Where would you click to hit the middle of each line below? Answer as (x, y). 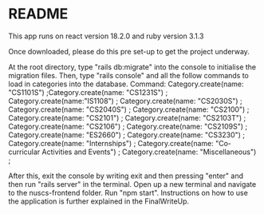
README (38, 14)
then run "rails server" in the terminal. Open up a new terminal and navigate (132, 184)
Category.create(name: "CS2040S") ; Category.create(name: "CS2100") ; (129, 109)
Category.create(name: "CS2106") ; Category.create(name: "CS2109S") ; (128, 126)
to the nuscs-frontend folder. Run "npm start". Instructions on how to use (128, 192)
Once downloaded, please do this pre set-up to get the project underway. (129, 51)
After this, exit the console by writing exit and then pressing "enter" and (126, 176)
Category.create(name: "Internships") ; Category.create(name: (111, 143)
